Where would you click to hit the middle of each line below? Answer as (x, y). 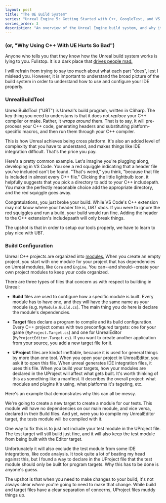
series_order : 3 (22, 23)
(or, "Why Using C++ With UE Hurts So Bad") (60, 46)
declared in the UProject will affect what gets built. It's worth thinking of (85, 373)
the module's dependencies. (41, 313)
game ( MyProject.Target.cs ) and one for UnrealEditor (67, 332)
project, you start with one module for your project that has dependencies (80, 262)
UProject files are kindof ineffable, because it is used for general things (85, 353)
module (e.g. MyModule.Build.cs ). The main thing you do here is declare (85, 307)
